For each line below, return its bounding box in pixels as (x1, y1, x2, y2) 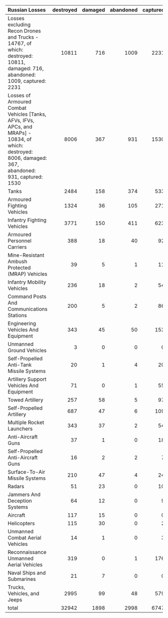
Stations (7, 312, 27, 319)
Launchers (7, 426, 33, 432)
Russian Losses (7, 7, 46, 13)
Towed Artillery (7, 396, 43, 403)
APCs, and (7, 123, 32, 130)
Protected (7, 264, 31, 271)
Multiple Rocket (7, 419, 44, 426)
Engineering (7, 320, 36, 327)
